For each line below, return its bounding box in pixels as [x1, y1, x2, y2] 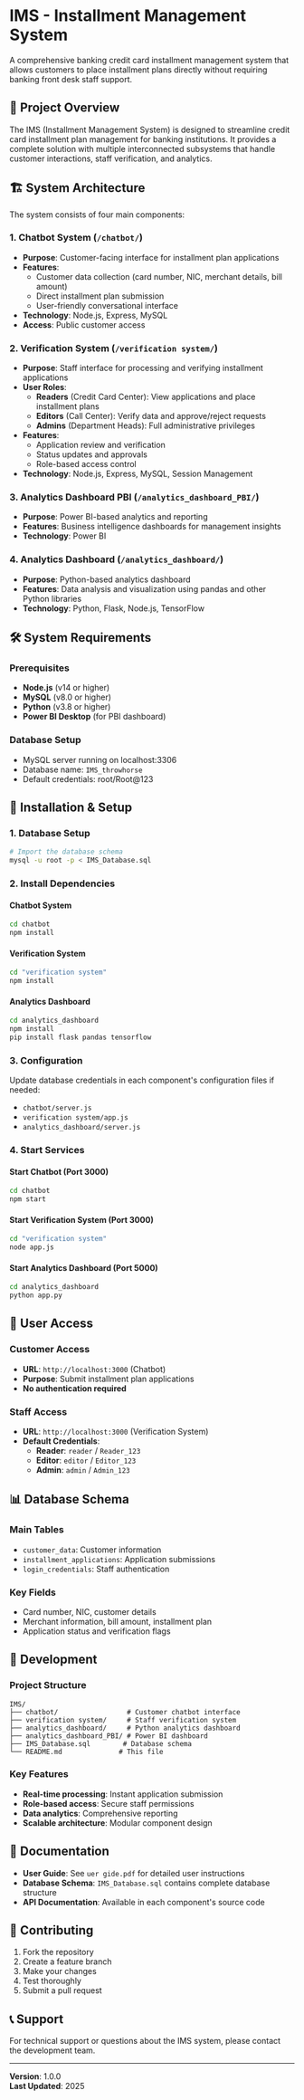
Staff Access [9, 1405, 68, 1417]
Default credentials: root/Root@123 [22, 773, 154, 784]
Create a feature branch [22, 1956, 112, 1967]
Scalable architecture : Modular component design [22, 1817, 213, 1828]
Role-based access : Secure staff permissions [22, 1798, 195, 1809]
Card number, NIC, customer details [22, 1606, 157, 1617]
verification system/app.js [22, 1113, 128, 1122]
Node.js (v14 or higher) [22, 682, 110, 693]
